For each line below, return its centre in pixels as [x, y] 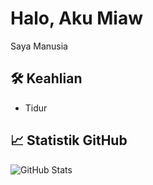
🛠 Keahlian [46, 78]
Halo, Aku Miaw [76, 18]
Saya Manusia [39, 46]
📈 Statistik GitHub [69, 140]
